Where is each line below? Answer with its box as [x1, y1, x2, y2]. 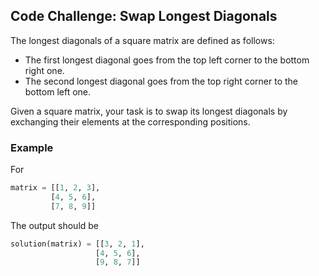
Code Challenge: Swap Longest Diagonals [10, 8, 278, 25]
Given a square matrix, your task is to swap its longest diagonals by [10, 105, 288, 117]
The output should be [10, 219, 100, 231]
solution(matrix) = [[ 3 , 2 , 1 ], [10, 239, 145, 249]
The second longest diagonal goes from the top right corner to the [24, 75, 299, 87]
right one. [24, 64, 65, 76]
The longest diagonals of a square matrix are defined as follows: [10, 34, 275, 46]
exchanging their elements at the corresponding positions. [10, 115, 251, 128]
